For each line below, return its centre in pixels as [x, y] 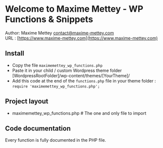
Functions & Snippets [49, 19]
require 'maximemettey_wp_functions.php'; [56, 86]
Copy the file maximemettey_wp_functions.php [57, 65]
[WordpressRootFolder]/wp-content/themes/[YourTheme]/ [71, 75]
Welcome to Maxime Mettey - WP [74, 9]
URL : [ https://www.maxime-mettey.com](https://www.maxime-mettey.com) [81, 38]
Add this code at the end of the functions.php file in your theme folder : [84, 81]
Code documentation [38, 128]
